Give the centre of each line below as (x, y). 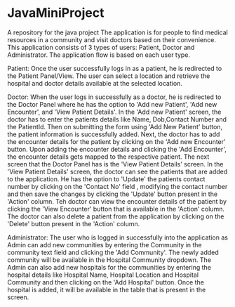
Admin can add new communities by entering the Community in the (105, 244)
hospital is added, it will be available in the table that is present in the (107, 289)
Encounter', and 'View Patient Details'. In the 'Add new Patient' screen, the (114, 112)
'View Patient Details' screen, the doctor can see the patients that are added (117, 171)
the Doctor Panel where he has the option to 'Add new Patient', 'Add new (112, 104)
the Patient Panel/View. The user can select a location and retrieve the (109, 76)
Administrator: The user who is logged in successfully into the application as (117, 237)
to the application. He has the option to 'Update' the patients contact (106, 179)
